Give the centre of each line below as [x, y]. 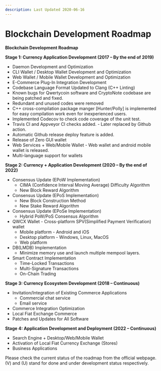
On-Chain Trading [38, 274]
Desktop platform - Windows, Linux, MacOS [64, 237]
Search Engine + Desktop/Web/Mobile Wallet [58, 338]
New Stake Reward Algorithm [49, 206]
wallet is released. [31, 150]
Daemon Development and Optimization [53, 66]
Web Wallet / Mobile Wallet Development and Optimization [71, 77]
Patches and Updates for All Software [50, 319]
